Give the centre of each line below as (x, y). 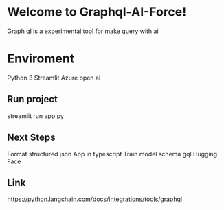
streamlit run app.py (35, 116)
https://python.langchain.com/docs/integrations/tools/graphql (95, 199)
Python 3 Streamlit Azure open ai (54, 78)
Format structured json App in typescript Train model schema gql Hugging (112, 154)
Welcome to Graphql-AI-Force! (97, 12)
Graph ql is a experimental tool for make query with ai (83, 31)
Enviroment (41, 59)
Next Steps (31, 138)
